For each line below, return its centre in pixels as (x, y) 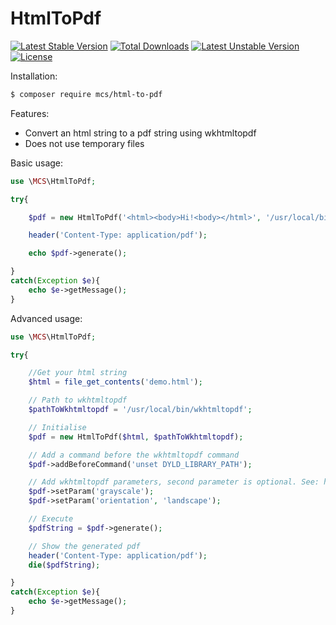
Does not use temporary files (84, 143)
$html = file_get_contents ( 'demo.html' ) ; (115, 382)
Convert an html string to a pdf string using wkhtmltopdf (140, 133)
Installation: (34, 76)
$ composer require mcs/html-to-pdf (86, 94)
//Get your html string (78, 373)
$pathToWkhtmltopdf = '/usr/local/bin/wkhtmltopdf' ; (140, 410)
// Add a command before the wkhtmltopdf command (134, 455)
